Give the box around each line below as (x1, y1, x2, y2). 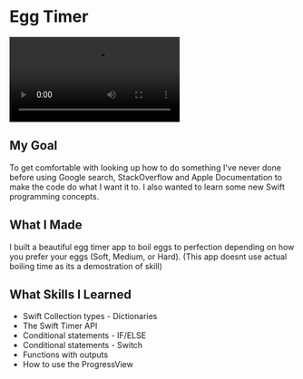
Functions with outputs (22, 349, 109, 360)
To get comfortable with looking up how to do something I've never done (9, 161, 281, 173)
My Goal (9, 138, 58, 153)
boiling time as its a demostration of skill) (9, 260, 163, 271)
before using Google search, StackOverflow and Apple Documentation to (9, 171, 283, 182)
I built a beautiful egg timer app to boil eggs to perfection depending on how (9, 241, 295, 252)
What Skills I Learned (9, 287, 132, 302)
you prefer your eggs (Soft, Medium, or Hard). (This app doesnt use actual (9, 251, 288, 262)
